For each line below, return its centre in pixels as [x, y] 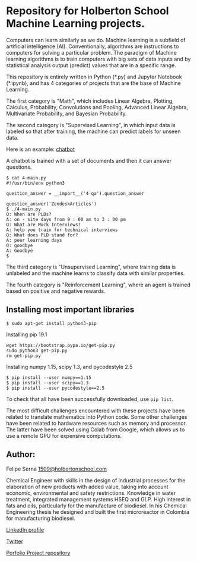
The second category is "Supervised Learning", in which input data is [91, 125]
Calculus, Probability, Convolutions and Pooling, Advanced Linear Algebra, [97, 107]
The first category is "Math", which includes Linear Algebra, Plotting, [90, 101]
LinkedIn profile [25, 529]
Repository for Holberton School [88, 11]
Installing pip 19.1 [27, 334]
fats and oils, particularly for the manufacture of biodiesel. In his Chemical [96, 506]
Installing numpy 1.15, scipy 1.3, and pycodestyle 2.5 [69, 367]
